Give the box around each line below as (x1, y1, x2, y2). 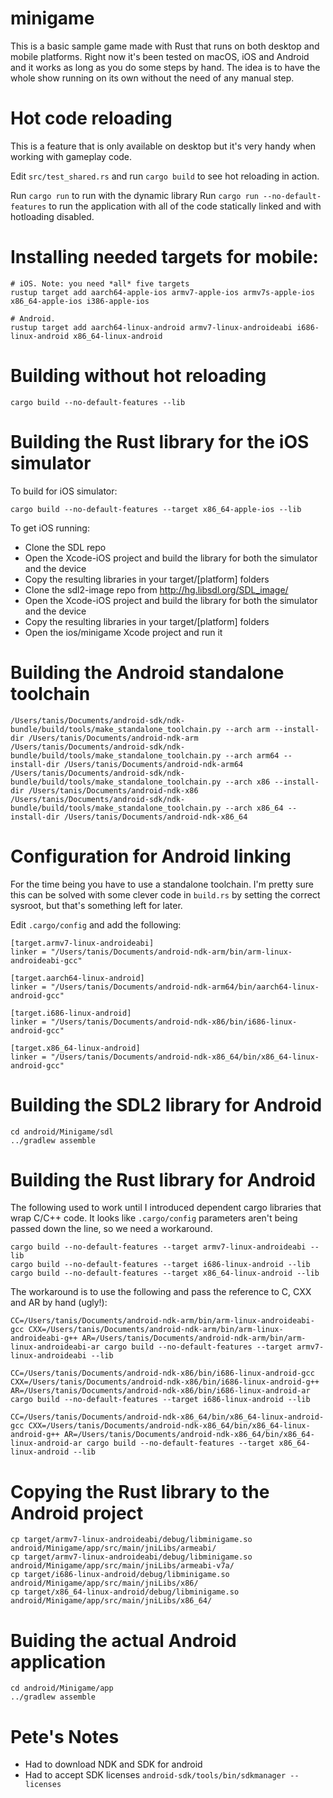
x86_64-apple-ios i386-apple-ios (10, 296, 150, 306)
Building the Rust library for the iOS (10, 430, 310, 453)
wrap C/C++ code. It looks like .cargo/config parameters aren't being (10, 1212, 298, 1224)
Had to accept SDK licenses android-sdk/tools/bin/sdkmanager (24, 1769, 287, 1781)
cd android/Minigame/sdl (10, 1127, 114, 1137)
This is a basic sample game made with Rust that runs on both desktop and (10, 40, 320, 52)
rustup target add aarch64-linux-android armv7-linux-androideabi (10, 322, 293, 332)
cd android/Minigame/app (10, 1683, 114, 1694)
